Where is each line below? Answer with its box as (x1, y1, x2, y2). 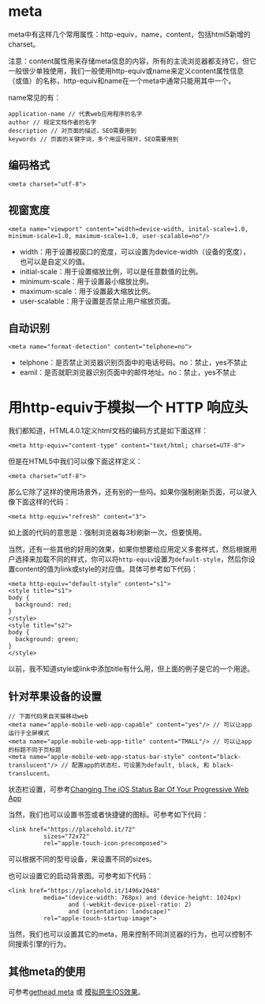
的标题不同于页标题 (8, 746, 62, 754)
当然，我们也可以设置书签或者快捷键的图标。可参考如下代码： (8, 810, 209, 820)
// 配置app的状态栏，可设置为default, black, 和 (61, 761, 210, 769)
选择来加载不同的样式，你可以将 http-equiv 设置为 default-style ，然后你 (14, 554, 248, 564)
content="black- (188, 753, 242, 761)
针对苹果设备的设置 (8, 689, 102, 703)
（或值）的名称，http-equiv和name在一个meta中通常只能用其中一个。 (8, 76, 236, 85)
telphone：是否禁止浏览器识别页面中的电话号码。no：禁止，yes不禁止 (19, 358, 248, 368)
